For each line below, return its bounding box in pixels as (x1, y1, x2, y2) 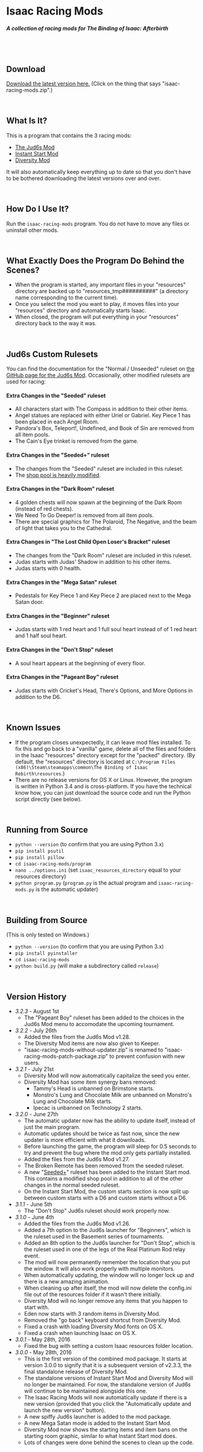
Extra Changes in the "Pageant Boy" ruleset (6, 674, 119, 681)
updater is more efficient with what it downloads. (24, 1136, 146, 1144)
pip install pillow (14, 855, 65, 861)
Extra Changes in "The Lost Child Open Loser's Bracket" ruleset (6, 538, 170, 546)
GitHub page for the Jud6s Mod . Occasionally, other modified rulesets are (6, 371, 190, 379)
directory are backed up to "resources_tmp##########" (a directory (14, 288, 188, 295)
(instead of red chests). (14, 505, 74, 512)
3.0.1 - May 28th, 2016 (14, 1336, 71, 1343)
